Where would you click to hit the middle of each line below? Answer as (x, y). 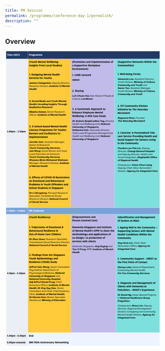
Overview (20, 41)
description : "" (22, 21)
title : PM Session (24, 10)
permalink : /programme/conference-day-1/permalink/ (59, 16)
